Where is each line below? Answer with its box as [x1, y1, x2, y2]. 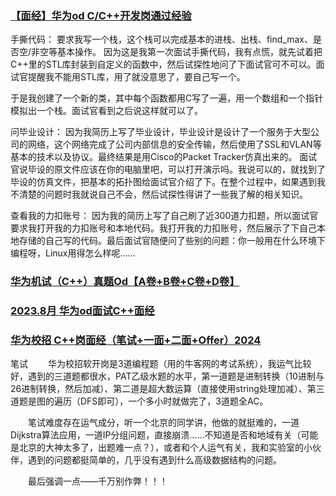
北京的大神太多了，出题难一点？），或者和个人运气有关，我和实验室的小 [18, 442, 313, 454]
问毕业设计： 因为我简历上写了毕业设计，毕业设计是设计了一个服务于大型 [10, 126, 311, 138]
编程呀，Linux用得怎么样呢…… [10, 247, 136, 259]
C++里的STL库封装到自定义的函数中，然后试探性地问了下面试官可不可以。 [10, 58, 317, 71]
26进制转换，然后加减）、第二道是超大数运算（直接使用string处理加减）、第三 [10, 383, 325, 395]
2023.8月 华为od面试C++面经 [10, 304, 155, 318]
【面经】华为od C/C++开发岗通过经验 [10, 8, 192, 22]
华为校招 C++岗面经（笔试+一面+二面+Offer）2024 [10, 333, 262, 347]
